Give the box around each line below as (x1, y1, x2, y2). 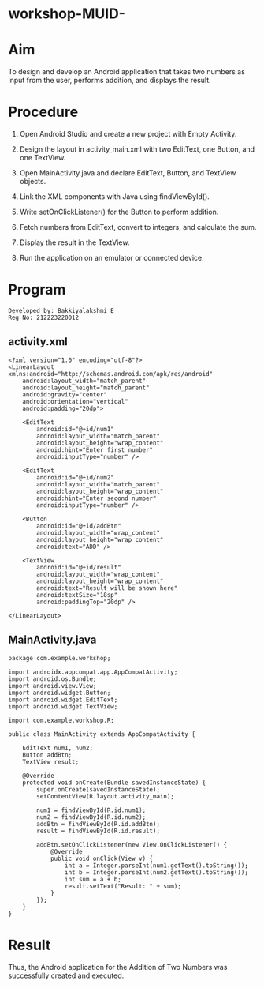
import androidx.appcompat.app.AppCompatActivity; (8, 668, 178, 676)
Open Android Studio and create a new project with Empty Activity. (19, 130, 237, 139)
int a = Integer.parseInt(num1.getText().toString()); (64, 862, 248, 870)
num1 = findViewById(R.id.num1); (36, 806, 147, 814)
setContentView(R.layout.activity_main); (36, 792, 175, 800)
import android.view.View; (8, 682, 97, 689)
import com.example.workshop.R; (8, 716, 114, 724)
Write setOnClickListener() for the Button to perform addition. (19, 207, 219, 217)
